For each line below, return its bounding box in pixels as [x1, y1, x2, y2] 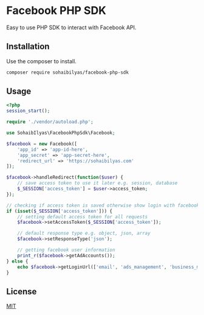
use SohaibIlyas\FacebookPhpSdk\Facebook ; [6, 130, 115, 136]
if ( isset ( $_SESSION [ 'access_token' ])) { [6, 208, 113, 214]
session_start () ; [6, 108, 50, 114]
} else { [6, 258, 29, 265]
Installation [6, 41, 50, 52]
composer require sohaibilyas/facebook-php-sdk [6, 69, 129, 75]
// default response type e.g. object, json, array [17, 230, 151, 237]
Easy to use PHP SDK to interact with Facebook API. [6, 24, 137, 31]
